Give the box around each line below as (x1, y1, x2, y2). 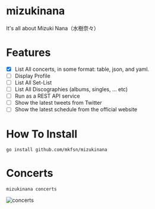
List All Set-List (14, 79, 52, 86)
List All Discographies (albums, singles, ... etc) (14, 86, 128, 93)
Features (6, 46, 51, 60)
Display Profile (14, 72, 50, 79)
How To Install (6, 127, 78, 141)
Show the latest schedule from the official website (14, 106, 138, 113)
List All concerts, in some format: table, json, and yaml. (14, 65, 150, 73)
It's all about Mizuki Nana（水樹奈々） (6, 24, 99, 32)
